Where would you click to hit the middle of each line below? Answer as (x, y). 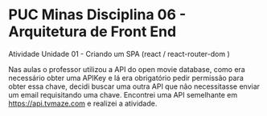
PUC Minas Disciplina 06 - (97, 15)
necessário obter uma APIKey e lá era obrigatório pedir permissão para (126, 78)
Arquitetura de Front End (92, 32)
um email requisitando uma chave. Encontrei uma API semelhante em (123, 94)
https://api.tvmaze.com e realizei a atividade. (83, 103)
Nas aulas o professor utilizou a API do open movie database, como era (127, 69)
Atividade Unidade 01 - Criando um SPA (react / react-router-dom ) (119, 54)
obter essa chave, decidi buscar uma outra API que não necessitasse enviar (134, 86)
